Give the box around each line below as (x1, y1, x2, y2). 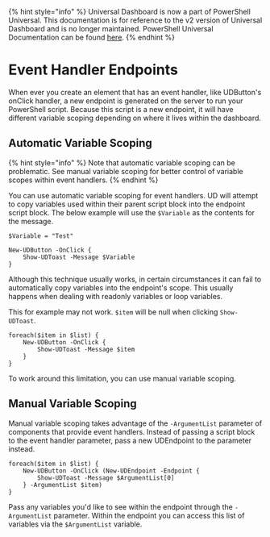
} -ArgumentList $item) (23, 481, 103, 489)
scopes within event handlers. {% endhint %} (8, 175, 159, 185)
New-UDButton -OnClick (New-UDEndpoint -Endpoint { (23, 467, 200, 475)
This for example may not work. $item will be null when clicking (8, 306, 218, 317)
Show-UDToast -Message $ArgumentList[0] (37, 473, 175, 482)
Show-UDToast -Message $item (37, 345, 135, 353)
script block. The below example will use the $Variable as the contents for (8, 207, 255, 217)
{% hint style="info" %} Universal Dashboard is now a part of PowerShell (8, 7, 251, 16)
